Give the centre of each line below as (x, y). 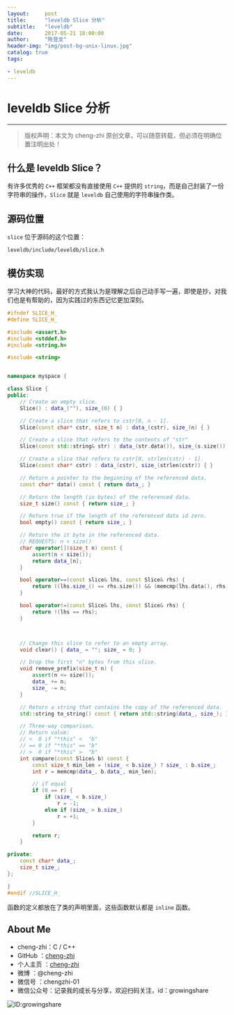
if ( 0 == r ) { (53, 791)
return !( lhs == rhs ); (65, 612)
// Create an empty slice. (59, 402)
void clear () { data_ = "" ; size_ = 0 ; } (81, 650)
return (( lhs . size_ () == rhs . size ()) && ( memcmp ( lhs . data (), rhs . (131, 587)
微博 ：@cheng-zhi (45, 973)
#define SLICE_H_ (32, 320)
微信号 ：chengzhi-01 (48, 982)
